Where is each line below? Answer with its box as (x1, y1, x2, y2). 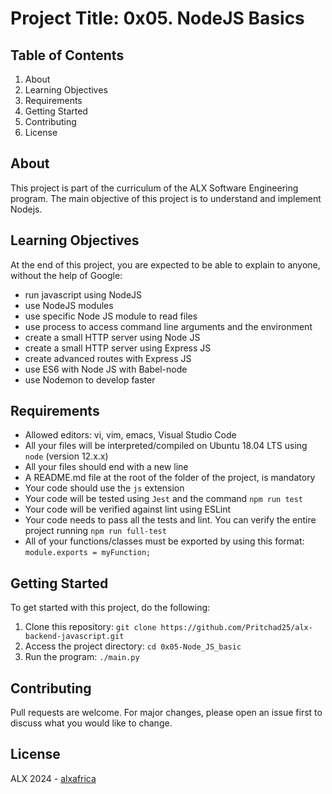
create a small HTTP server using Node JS (24, 331, 201, 343)
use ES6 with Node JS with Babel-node (24, 363, 188, 375)
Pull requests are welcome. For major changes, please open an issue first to (10, 707, 323, 719)
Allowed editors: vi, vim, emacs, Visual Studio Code (24, 429, 237, 441)
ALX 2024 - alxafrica (10, 772, 97, 784)
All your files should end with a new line (24, 461, 189, 473)
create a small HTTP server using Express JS (24, 342, 212, 354)
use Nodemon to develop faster (24, 373, 156, 386)
